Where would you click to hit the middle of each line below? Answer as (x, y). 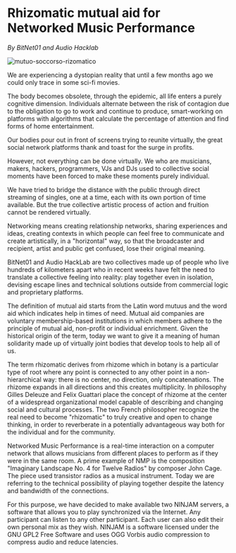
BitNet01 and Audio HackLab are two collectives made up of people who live (118, 262)
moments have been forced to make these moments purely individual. (108, 176)
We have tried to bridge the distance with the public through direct (104, 189)
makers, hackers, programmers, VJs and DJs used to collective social (108, 168)
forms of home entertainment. (51, 126)
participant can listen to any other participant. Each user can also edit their (116, 519)
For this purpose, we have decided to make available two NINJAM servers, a (118, 504)
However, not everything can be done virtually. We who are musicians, (110, 161)
